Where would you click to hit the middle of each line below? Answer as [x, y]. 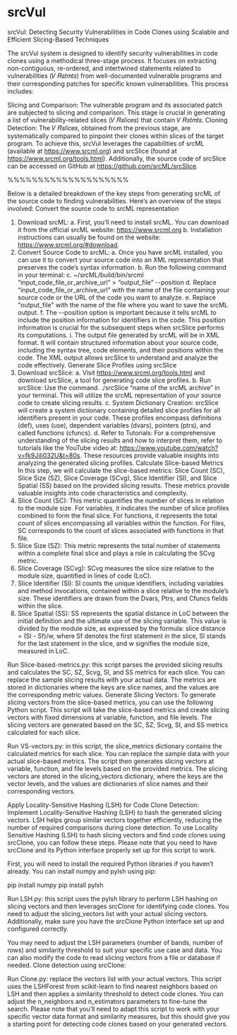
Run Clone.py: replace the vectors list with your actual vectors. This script [115, 978]
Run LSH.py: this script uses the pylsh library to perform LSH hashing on [113, 898]
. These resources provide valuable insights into [150, 455]
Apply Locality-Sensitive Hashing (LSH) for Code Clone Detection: [103, 805]
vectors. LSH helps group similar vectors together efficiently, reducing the [115, 820]
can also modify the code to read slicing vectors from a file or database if [114, 957]
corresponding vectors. [41, 791]
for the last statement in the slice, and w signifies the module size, [114, 643]
